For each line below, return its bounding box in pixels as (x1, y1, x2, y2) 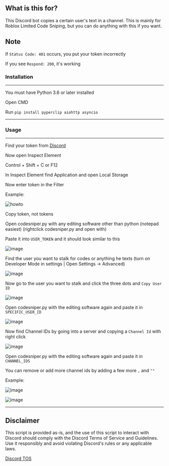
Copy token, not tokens (5, 211, 54, 217)
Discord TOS (5, 455, 32, 461)
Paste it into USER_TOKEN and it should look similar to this (5, 236, 120, 242)
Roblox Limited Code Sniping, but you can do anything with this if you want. (5, 23, 162, 29)
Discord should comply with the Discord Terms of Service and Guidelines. (5, 435, 158, 441)
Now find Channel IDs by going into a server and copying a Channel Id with (5, 328, 161, 335)
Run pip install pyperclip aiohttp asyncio (5, 109, 98, 115)
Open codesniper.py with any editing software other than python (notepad (5, 221, 159, 227)
